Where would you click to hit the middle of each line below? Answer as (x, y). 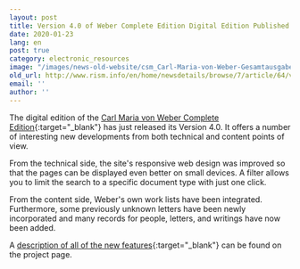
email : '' (28, 84)
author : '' (29, 92)
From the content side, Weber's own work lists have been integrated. (136, 199)
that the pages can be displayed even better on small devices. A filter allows (150, 172)
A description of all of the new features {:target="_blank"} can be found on (146, 245)
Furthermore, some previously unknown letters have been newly (128, 208)
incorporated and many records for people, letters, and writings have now (145, 218)
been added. (33, 227)
